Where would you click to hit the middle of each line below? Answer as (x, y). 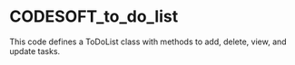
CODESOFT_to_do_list (94, 17)
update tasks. (35, 51)
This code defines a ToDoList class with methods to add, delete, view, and (148, 42)
